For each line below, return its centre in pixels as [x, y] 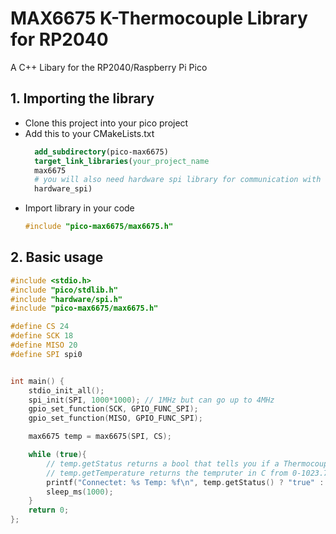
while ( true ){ [57, 455]
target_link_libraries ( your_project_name [122, 161]
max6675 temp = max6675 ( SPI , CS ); [100, 437]
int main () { [37, 381]
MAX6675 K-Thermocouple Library [159, 18]
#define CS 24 [40, 327]
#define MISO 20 [44, 345]
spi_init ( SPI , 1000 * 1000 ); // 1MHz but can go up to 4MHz [151, 400]
